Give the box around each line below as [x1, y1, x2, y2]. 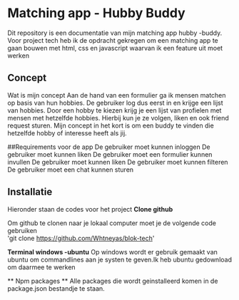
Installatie [7, 186, 53, 198]
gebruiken [7, 226, 38, 234]
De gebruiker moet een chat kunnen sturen [7, 165, 134, 174]
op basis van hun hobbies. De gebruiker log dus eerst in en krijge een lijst [7, 98, 223, 107]
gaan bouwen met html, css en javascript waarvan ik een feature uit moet [7, 43, 223, 52]
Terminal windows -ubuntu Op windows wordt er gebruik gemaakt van [7, 247, 218, 256]
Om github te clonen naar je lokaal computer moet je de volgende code [7, 219, 216, 227]
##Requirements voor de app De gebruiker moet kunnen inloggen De [7, 143, 210, 151]
